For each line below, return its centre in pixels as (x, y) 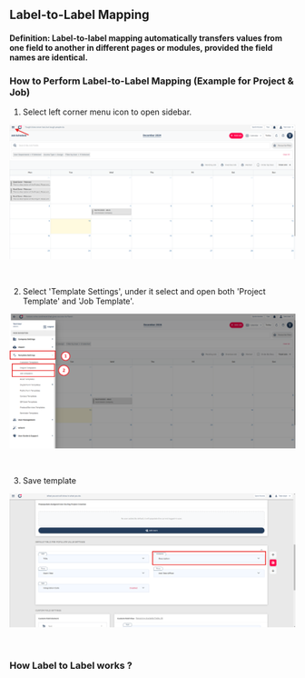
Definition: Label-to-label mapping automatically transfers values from (146, 38)
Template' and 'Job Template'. (78, 301)
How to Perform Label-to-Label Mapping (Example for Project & (152, 81)
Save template (49, 480)
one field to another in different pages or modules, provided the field (141, 47)
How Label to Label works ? (71, 665)
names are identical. (49, 57)
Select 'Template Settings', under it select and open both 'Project (144, 292)
